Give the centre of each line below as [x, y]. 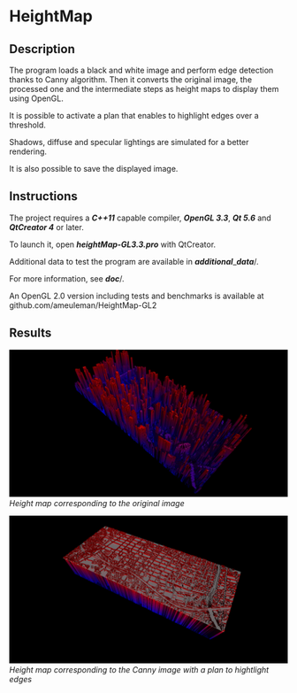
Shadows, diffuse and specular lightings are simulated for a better [129, 142]
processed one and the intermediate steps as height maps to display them [144, 89]
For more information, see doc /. [67, 278]
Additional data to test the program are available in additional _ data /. [134, 261]
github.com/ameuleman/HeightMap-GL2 [83, 305]
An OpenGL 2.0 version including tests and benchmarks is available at [137, 296]
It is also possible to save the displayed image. [94, 169]
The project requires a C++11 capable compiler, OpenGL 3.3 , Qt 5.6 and [140, 218]
